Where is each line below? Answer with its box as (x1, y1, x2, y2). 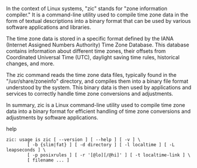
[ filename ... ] (27, 157, 69, 163)
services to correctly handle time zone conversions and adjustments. (6, 90, 173, 97)
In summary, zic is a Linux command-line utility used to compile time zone (6, 102, 185, 108)
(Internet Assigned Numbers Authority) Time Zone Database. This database (6, 41, 189, 48)
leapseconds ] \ (6, 147, 46, 153)
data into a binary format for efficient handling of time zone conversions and (6, 108, 191, 115)
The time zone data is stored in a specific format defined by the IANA (6, 35, 174, 42)
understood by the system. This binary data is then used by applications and (6, 84, 192, 90)
